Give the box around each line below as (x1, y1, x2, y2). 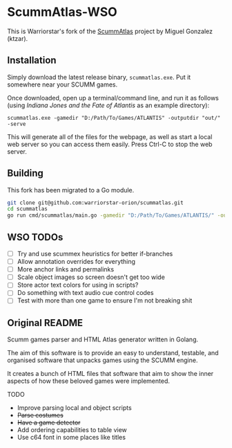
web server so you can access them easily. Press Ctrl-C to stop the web (7, 140, 213, 148)
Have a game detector (17, 418, 81, 427)
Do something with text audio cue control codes (17, 289, 154, 297)
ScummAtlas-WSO (7, 4, 117, 20)
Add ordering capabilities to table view (17, 426, 128, 434)
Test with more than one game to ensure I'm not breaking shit (17, 296, 193, 305)
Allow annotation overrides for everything (17, 258, 136, 266)
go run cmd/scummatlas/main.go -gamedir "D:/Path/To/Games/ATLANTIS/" (7, 212, 215, 219)
